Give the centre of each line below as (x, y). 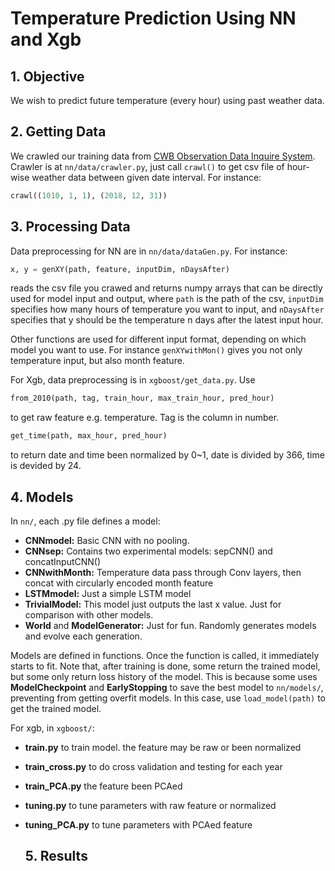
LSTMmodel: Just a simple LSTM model (108, 593)
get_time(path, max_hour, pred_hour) (89, 436)
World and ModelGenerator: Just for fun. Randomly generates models (170, 625)
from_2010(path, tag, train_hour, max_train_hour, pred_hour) (142, 398)
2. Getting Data (58, 132)
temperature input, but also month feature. (97, 361)
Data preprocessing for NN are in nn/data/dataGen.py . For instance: (149, 251)
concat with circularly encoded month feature (119, 583)
